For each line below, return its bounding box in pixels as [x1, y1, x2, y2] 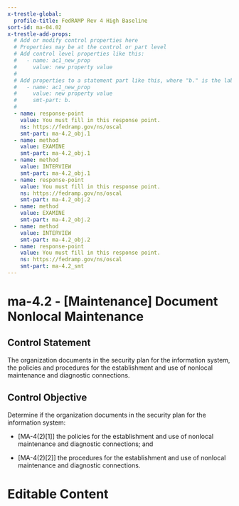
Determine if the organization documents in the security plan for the [7, 410, 206, 419]
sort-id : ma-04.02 [7, 24, 62, 31]
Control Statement [7, 337, 91, 349]
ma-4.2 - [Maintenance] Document [7, 293, 218, 310]
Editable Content [7, 486, 109, 502]
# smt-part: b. [14, 97, 72, 104]
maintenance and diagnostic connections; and [17, 440, 154, 448]
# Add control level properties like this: [14, 51, 144, 58]
